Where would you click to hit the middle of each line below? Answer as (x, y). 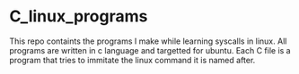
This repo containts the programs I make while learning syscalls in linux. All (148, 41)
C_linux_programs (79, 16)
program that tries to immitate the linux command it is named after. (132, 60)
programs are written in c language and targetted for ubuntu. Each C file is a (150, 50)
